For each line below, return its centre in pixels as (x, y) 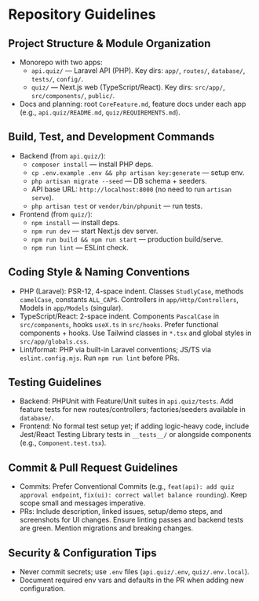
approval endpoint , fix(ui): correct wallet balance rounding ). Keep (133, 495)
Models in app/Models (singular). (71, 308)
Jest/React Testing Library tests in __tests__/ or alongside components (135, 435)
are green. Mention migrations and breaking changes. (106, 528)
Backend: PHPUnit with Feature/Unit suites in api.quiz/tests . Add (126, 401)
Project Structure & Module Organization (109, 44)
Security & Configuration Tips (82, 553)
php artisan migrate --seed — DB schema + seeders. (119, 180)
